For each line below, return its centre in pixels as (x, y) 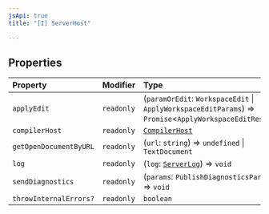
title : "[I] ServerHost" (50, 23)
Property (30, 85)
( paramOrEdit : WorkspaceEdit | (199, 99)
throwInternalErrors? (53, 199)
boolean (158, 199)
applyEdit (31, 109)
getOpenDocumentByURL (53, 147)
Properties (35, 62)
